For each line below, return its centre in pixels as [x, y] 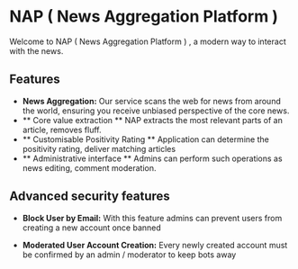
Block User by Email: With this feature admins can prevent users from [152, 218]
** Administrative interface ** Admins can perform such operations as [152, 158]
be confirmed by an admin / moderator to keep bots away [129, 255]
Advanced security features [90, 197]
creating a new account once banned [92, 228]
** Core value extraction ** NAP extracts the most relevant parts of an [153, 120]
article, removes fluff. [62, 130]
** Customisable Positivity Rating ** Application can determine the [146, 139]
